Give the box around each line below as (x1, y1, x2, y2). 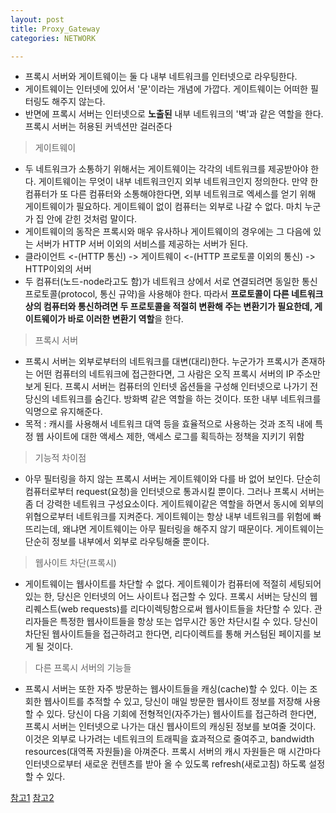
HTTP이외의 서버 (24, 263, 92, 275)
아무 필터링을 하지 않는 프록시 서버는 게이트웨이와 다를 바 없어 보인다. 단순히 (24, 473, 322, 485)
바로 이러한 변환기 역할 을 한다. (67, 313, 184, 325)
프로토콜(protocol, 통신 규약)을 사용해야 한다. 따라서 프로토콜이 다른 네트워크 (24, 288, 324, 300)
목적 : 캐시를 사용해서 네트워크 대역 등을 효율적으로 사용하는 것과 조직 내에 (24, 418, 313, 430)
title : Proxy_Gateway (10, 24, 101, 34)
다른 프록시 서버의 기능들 (34, 662, 132, 674)
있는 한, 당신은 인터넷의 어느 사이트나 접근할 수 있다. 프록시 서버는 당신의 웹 (24, 591, 318, 603)
